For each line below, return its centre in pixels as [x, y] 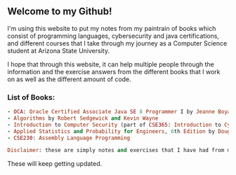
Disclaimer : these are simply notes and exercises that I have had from [116, 150]
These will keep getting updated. [55, 164]
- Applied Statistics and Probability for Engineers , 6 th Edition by [111, 131]
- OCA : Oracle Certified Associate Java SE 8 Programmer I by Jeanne [111, 112]
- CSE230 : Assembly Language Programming [69, 138]
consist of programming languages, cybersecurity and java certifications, [113, 36]
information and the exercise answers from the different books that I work [114, 71]
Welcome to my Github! [60, 12]
